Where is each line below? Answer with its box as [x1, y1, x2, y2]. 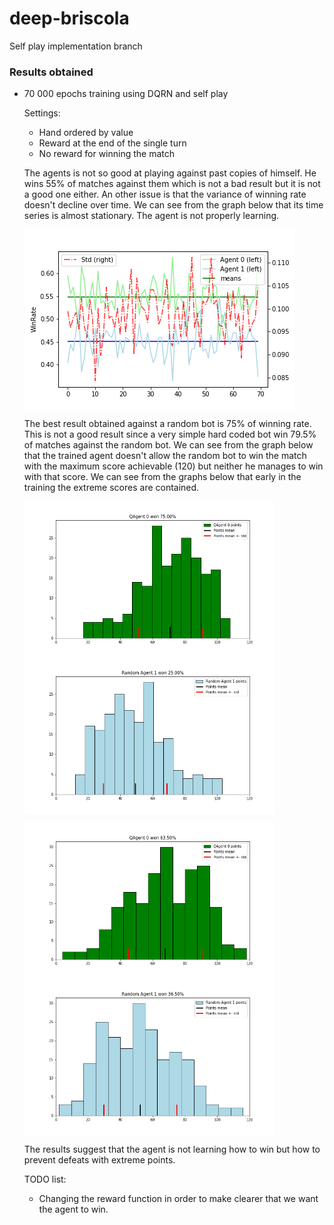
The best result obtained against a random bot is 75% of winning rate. [23, 418, 312, 430]
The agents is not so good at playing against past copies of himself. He [23, 167, 317, 179]
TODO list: [23, 1173, 67, 1186]
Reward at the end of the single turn [38, 137, 187, 149]
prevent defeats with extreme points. [23, 1154, 176, 1166]
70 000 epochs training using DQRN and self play [23, 88, 229, 100]
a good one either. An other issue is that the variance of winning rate [23, 188, 307, 201]
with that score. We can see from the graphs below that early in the [23, 471, 302, 483]
